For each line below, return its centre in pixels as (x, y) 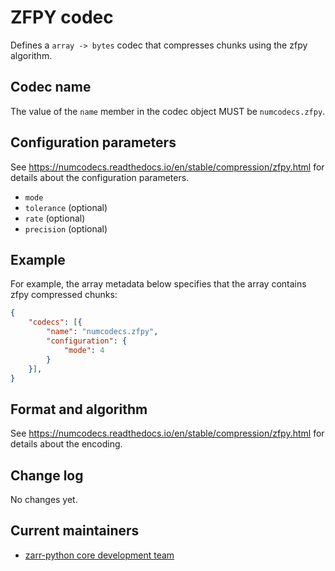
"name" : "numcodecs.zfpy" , (102, 332)
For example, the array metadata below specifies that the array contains (158, 284)
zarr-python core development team (99, 555)
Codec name (51, 87)
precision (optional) (66, 228)
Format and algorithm (79, 409)
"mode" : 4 (84, 350)
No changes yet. (44, 499)
